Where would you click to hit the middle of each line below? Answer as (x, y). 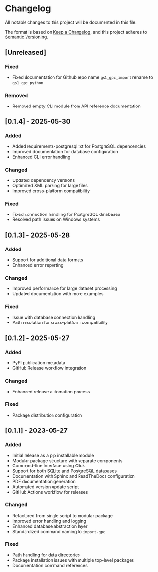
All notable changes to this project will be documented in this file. (71, 22)
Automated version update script (45, 487)
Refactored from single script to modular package (62, 515)
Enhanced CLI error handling (41, 157)
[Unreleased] (26, 53)
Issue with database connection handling (54, 317)
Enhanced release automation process (51, 392)
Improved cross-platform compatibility (51, 191)
